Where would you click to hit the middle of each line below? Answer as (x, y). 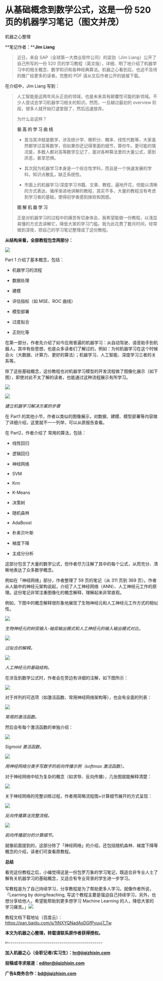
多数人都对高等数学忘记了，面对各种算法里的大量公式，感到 (97, 152)
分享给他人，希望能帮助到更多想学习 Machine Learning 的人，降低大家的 (81, 901)
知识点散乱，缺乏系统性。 (58, 174)
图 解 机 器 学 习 (32, 207)
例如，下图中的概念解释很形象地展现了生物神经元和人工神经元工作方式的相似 (81, 603)
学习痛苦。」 (17, 907)
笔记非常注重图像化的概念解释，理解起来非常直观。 (73, 592)
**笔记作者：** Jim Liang (30, 47)
